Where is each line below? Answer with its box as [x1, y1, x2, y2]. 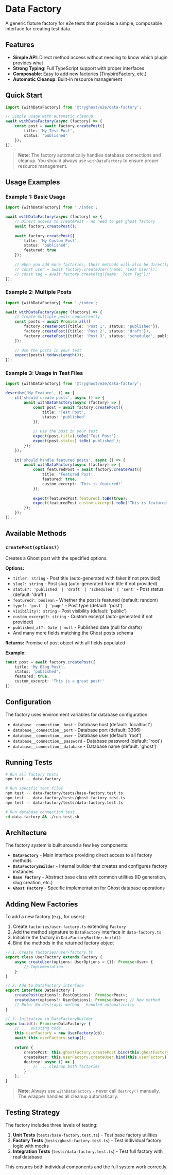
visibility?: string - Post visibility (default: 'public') [12, 608, 127, 614]
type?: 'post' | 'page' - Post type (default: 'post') [12, 602, 123, 608]
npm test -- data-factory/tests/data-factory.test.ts [5, 800, 124, 805]
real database [12, 1153, 42, 1160]
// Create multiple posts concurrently [14, 314, 100, 320]
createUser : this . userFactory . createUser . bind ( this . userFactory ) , [24, 1055, 169, 1060]
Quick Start [5, 91, 43, 100]
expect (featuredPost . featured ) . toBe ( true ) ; [32, 496, 128, 501]
